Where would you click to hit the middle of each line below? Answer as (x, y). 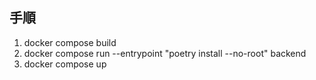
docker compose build (70, 42)
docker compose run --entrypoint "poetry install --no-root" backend (165, 53)
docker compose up (65, 64)
